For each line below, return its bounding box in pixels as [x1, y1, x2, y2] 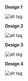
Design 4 [5, 61, 24, 66]
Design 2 [5, 23, 23, 29]
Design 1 [5, 4, 23, 10]
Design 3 [5, 42, 23, 48]
